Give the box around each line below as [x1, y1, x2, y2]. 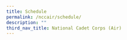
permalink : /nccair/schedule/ [6, 14, 82, 20]
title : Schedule [6, 8, 47, 15]
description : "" [6, 19, 47, 25]
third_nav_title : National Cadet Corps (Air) [6, 25, 122, 31]
